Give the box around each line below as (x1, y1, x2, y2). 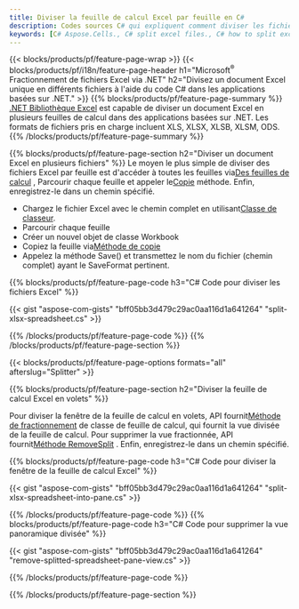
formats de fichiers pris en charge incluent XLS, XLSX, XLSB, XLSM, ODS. (9, 122, 280, 132)
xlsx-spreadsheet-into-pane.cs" (9, 493, 127, 503)
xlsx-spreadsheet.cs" (9, 313, 88, 325)
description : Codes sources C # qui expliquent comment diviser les (9, 21, 265, 30)
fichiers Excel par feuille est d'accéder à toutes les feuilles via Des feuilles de (9, 167, 290, 178)
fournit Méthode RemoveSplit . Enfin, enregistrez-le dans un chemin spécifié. (9, 439, 289, 450)
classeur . (21, 212, 56, 223)
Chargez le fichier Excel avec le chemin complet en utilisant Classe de (21, 204, 278, 214)
